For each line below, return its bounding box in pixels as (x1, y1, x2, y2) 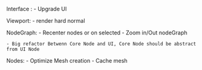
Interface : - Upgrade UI (6, 6, 67, 12)
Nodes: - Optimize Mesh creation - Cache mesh (6, 57, 128, 64)
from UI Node (6, 46, 40, 52)
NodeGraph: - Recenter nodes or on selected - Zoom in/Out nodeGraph (6, 29, 188, 36)
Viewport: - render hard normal (6, 17, 85, 24)
